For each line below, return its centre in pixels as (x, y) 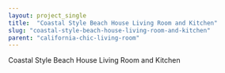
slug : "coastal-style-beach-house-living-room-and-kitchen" (110, 30)
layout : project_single (48, 15)
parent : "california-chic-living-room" (74, 38)
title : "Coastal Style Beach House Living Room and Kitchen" (113, 23)
